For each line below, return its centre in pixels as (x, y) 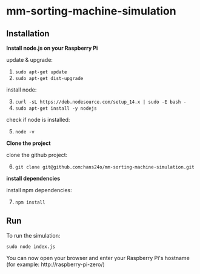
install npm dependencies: (39, 190)
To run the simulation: (33, 235)
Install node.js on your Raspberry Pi (52, 48)
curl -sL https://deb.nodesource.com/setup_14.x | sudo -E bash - (101, 102)
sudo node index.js (31, 247)
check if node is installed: (38, 120)
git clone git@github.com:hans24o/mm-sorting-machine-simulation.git (105, 167)
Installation (28, 34)
